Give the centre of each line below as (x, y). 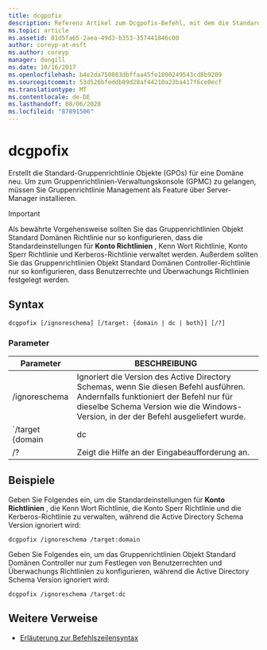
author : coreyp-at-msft (48, 45)
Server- (219, 190)
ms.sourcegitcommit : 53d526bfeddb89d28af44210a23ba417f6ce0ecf (115, 82)
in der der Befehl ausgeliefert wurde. (178, 416)
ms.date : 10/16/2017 (43, 68)
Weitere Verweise (53, 619)
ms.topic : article (39, 30)
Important (24, 213)
